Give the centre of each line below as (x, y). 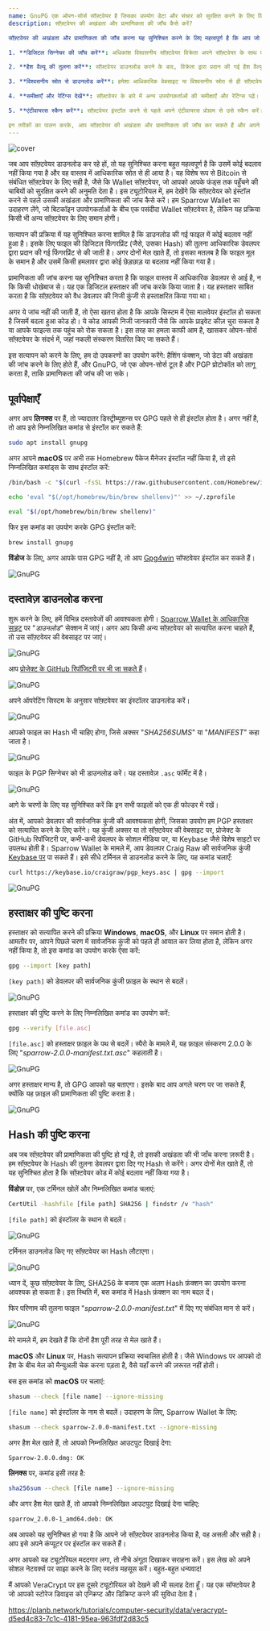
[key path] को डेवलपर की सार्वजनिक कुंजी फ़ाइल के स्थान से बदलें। (98, 981)
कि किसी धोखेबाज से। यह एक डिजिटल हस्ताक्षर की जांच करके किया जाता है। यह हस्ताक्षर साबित (131, 286)
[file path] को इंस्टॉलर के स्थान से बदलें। (67, 1219)
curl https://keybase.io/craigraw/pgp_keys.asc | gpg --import (117, 872)
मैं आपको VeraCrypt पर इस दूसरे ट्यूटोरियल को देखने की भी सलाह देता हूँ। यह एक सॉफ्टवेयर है (132, 1585)
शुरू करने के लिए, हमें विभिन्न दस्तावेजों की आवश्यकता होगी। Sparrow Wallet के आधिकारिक (129, 618)
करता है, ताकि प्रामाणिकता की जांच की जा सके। (69, 373)
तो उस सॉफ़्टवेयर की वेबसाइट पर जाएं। (57, 637)
